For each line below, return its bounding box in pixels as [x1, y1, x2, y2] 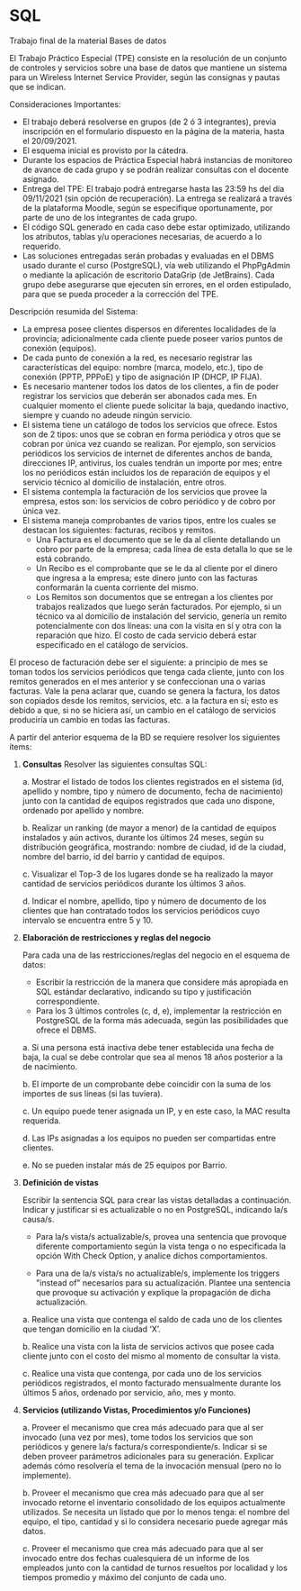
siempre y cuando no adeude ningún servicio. [22, 409, 193, 420]
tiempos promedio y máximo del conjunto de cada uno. [22, 1571, 227, 1582]
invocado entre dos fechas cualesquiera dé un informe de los [22, 1552, 250, 1563]
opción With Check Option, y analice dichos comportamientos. [35, 1250, 268, 1261]
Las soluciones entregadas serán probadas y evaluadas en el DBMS [22, 250, 274, 261]
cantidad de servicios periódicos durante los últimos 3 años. [22, 877, 246, 888]
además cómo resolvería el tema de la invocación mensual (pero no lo [22, 1460, 282, 1471]
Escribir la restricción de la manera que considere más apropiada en [35, 977, 289, 987]
